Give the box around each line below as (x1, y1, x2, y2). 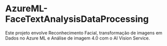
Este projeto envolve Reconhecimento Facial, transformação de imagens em (5, 30, 162, 36)
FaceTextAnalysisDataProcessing (5, 13, 149, 25)
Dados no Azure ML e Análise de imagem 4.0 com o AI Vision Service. (5, 35, 150, 41)
